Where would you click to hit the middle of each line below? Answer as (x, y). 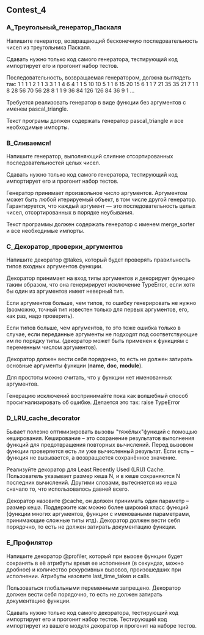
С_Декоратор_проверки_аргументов (65, 246)
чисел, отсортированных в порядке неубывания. (70, 212)
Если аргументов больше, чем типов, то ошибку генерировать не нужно (101, 303)
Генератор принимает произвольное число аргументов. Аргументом (97, 193)
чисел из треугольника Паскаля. (49, 47)
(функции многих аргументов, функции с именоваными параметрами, (98, 513)
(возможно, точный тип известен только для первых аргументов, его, (98, 310)
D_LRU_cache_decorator (43, 418)
